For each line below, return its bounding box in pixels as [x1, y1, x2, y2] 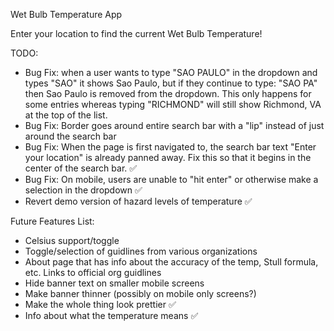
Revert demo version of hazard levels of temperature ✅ [24, 195, 253, 207]
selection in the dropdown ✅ [24, 184, 143, 196]
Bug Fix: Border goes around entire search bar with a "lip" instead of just [24, 120, 325, 131]
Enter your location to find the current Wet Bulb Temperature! [10, 28, 263, 39]
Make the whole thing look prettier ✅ [24, 299, 177, 310]
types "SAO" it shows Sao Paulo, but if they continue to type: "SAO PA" [24, 77, 318, 89]
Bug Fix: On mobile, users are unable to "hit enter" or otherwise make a [24, 174, 319, 185]
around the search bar [24, 130, 117, 142]
